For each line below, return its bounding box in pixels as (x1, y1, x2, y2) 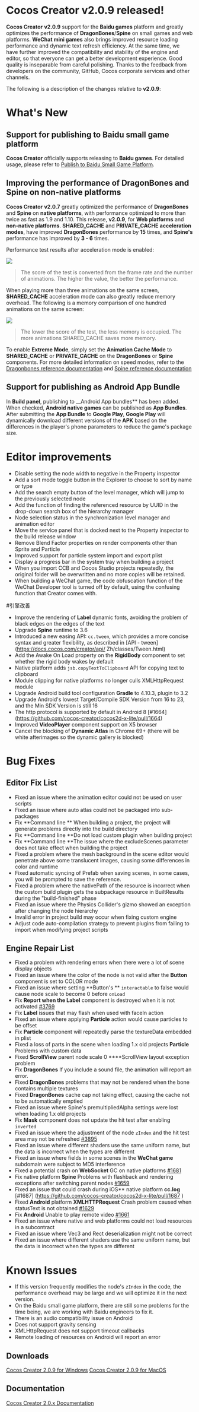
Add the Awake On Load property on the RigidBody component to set (14, 651, 185, 659)
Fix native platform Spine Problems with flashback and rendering (14, 1173, 174, 1181)
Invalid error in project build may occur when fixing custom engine (14, 913, 177, 921)
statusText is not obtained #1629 (14, 1205, 95, 1212)
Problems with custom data (14, 1047, 82, 1054)
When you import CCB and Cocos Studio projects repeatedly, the (14, 564, 174, 572)
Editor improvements (6, 450, 111, 464)
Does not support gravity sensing (14, 1321, 97, 1328)
